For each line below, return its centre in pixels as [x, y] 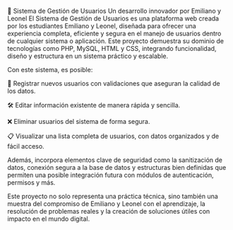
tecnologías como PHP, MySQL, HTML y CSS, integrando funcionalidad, [112, 48]
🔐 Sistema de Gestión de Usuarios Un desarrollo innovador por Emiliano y [114, 11]
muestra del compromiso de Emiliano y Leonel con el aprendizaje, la [107, 204]
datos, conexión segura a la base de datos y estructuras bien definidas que [117, 167]
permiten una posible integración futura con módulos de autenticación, [110, 175]
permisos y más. [31, 183]
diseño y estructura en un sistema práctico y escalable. [88, 56]
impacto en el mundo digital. [49, 219]
